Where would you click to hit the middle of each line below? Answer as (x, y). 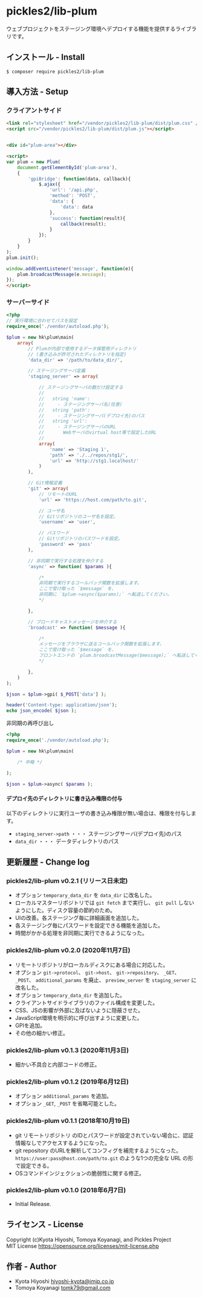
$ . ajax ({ (50, 184)
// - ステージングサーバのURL (77, 427)
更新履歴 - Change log (48, 862)
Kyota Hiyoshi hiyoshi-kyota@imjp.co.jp (64, 1281)
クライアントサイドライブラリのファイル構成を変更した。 (86, 1002)
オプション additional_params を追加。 (63, 1096)
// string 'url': (63, 421)
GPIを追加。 (30, 1025)
